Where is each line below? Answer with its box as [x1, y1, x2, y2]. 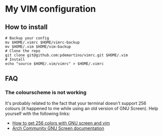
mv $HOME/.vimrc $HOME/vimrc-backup [5, 40, 80, 45]
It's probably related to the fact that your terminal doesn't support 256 [5, 100, 147, 106]
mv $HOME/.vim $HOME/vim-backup [5, 44, 71, 49]
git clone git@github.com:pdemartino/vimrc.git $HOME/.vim [5, 53, 128, 58]
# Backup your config [5, 36, 49, 40]
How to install [5, 23, 48, 31]
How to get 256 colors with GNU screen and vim [12, 120, 110, 126]
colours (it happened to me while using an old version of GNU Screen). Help [5, 105, 158, 111]
